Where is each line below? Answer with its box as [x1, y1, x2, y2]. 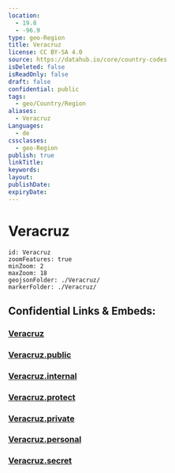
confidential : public [8, 85, 80, 93]
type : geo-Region [8, 33, 65, 42]
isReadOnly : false [8, 70, 69, 78]
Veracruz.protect [8, 392, 76, 403]
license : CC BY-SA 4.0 [8, 48, 83, 56]
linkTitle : [8, 159, 44, 167]
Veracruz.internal [8, 370, 77, 381]
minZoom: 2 [8, 262, 44, 270]
